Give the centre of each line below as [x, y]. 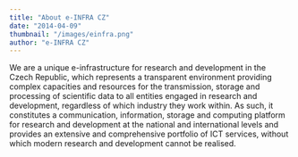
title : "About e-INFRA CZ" [60, 17]
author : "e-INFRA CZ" [50, 42]
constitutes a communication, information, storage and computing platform [148, 115]
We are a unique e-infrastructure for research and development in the [138, 68]
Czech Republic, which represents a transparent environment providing [141, 78]
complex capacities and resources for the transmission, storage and [135, 87]
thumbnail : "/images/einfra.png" [72, 34]
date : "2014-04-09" [46, 26]
